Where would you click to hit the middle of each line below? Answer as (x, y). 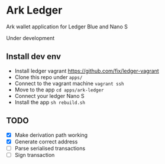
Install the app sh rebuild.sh (50, 102)
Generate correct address (46, 142)
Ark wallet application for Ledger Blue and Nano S (67, 27)
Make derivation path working (51, 135)
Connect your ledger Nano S (49, 96)
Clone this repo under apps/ (48, 77)
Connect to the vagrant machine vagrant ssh (69, 83)
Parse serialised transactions (50, 148)
